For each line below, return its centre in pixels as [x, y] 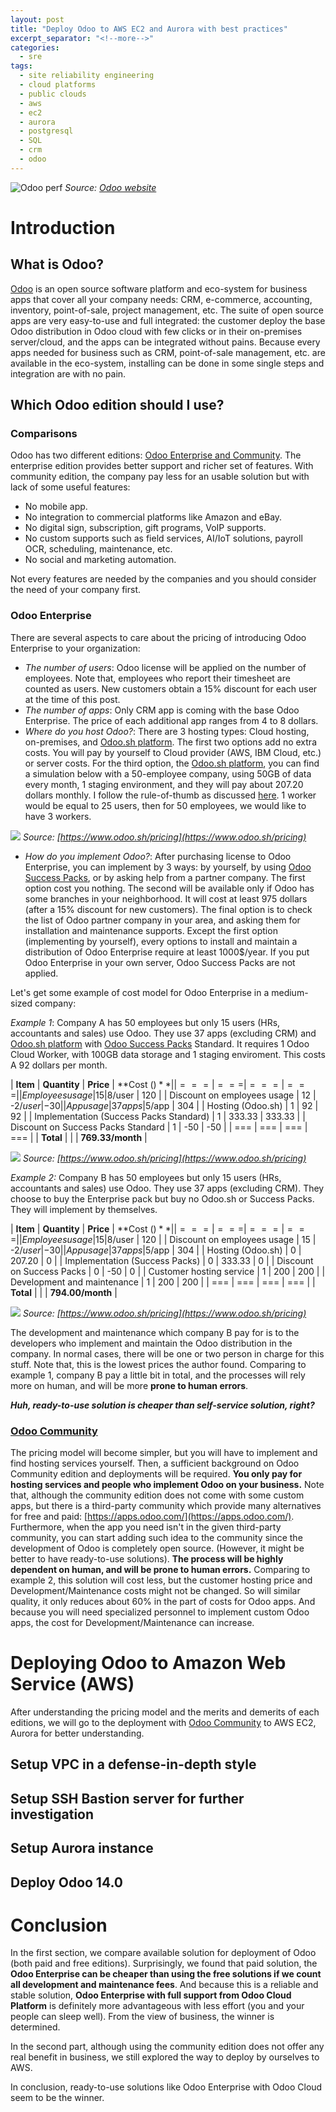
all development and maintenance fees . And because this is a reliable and [164, 1985]
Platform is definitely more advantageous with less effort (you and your [157, 2006]
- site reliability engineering [87, 76]
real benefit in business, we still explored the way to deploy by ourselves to [165, 2057]
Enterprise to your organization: [75, 648]
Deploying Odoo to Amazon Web [148, 1663]
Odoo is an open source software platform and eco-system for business [159, 288]
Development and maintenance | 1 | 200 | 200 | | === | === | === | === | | [163, 1282]
